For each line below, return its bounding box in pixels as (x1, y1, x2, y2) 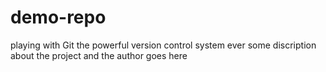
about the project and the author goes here (10, 49, 188, 61)
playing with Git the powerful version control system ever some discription (10, 39, 317, 51)
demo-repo (10, 6, 107, 29)
